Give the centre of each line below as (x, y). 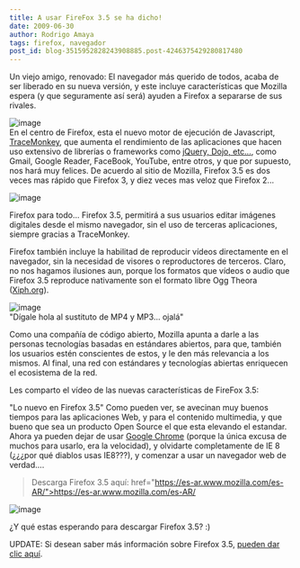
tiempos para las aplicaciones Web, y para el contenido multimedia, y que (146, 417)
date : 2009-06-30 (42, 26)
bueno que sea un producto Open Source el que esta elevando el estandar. (148, 427)
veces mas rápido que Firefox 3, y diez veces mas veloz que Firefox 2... (142, 180)
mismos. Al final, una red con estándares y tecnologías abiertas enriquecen (149, 363)
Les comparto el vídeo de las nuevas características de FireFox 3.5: (134, 390)
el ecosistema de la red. (53, 373)
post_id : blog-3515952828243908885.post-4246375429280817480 (126, 51)
